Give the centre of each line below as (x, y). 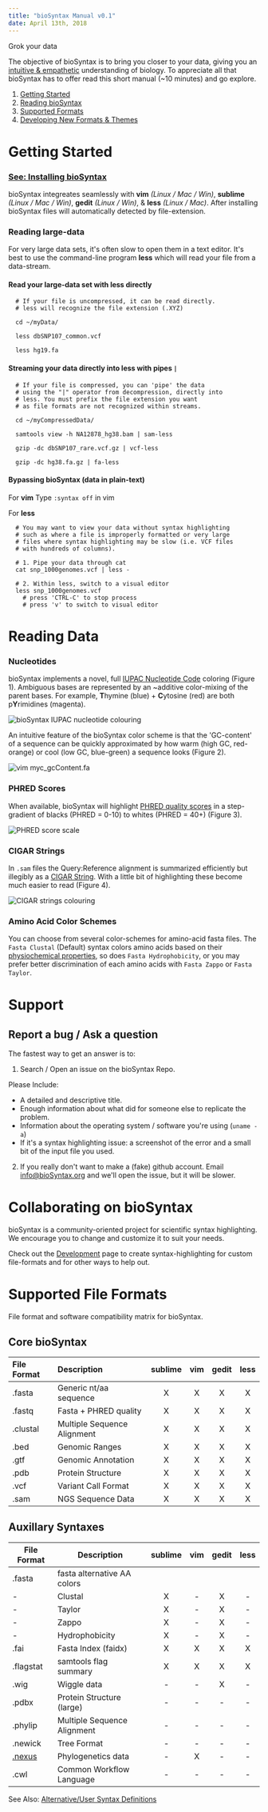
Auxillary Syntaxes (57, 1528)
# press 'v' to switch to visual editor (91, 605)
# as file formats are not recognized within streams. (108, 406)
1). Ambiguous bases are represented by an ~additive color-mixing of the (128, 687)
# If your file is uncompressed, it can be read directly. (116, 302)
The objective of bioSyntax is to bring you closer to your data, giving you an (133, 62)
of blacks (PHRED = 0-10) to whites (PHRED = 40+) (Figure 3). (140, 814)
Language (76, 1779)
